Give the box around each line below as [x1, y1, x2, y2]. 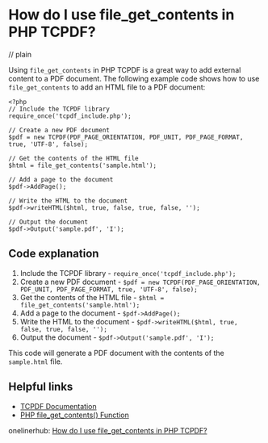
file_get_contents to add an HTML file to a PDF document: [8, 82, 206, 92]
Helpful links [8, 380, 73, 394]
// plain [8, 49, 32, 59]
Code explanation [8, 247, 99, 261]
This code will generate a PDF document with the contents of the [8, 348, 224, 357]
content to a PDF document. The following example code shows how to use [8, 73, 260, 83]
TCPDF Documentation [19, 401, 97, 411]
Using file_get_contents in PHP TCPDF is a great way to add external [8, 65, 241, 74]
